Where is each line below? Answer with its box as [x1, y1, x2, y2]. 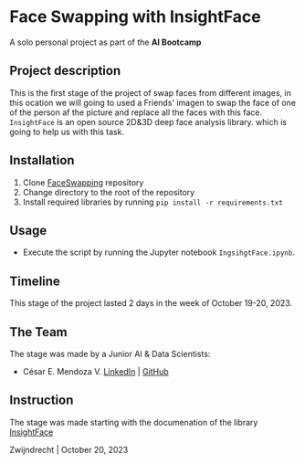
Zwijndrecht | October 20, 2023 [9, 444, 129, 455]
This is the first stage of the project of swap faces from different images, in [9, 87, 292, 98]
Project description [9, 63, 121, 79]
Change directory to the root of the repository [22, 186, 195, 197]
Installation [9, 153, 75, 168]
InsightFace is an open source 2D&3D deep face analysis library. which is [9, 116, 288, 127]
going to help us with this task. [9, 126, 125, 137]
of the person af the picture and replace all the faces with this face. [9, 107, 263, 118]
